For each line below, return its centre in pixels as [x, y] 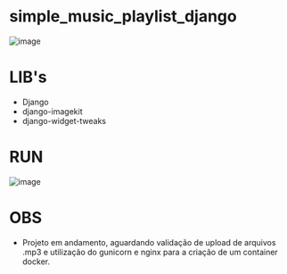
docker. [36, 262]
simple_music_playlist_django [123, 17]
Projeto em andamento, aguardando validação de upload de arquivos [149, 242]
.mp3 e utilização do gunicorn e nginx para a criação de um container [150, 252]
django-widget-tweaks [64, 120]
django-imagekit [52, 111]
